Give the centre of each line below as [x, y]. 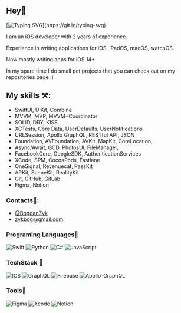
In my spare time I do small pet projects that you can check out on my [91, 71]
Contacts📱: [23, 200]
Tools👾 [16, 291]
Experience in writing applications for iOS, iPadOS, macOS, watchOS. [90, 48]
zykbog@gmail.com [39, 219]
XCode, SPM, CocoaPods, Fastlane [57, 160]
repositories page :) [30, 77]
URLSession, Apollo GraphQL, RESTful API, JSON [75, 135]
